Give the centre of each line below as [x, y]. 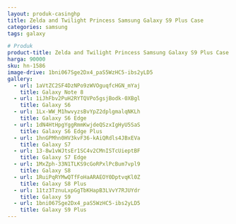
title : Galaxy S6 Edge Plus [61, 131]
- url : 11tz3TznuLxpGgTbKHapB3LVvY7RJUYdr [77, 190]
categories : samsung [38, 27]
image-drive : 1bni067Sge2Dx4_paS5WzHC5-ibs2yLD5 [80, 72]
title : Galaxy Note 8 [52, 92]
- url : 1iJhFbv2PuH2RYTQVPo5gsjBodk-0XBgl [77, 99]
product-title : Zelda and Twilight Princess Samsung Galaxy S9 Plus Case [118, 53]
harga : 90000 [26, 60]
